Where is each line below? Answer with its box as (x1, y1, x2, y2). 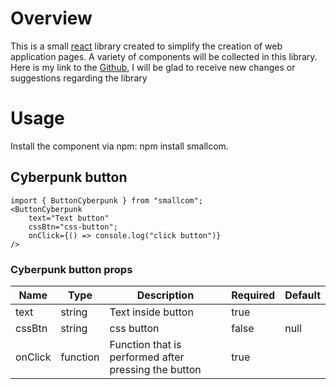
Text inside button (109, 305, 194, 319)
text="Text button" (28, 213, 110, 223)
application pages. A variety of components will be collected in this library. (10, 50, 318, 62)
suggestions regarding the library (10, 72, 148, 84)
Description (136, 288, 195, 302)
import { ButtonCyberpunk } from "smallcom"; (10, 195, 203, 206)
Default (284, 288, 321, 302)
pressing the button (109, 362, 202, 376)
